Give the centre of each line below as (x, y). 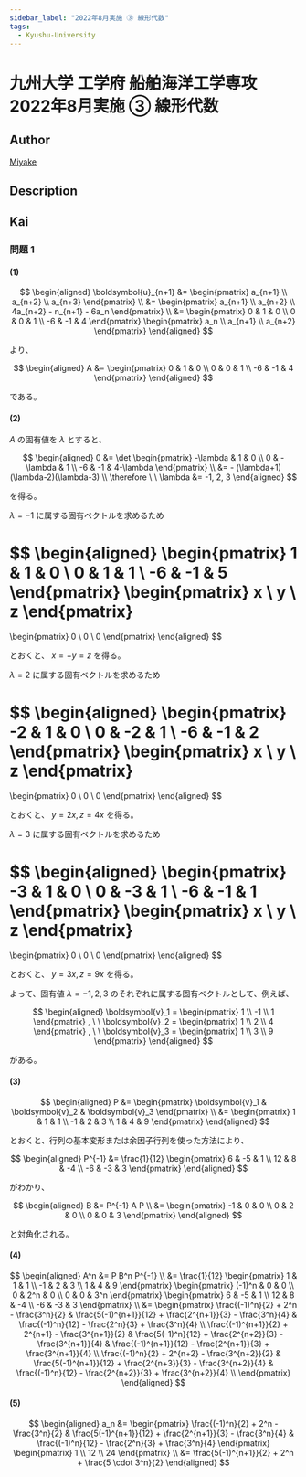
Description (43, 191)
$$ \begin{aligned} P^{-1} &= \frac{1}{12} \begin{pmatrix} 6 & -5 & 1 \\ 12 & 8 (153, 1158)
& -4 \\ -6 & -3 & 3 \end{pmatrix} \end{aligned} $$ (153, 1168)
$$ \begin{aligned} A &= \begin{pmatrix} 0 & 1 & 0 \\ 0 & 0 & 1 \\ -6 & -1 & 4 (153, 368)
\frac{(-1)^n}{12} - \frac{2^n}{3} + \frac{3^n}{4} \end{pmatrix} (153, 1443)
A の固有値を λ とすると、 (58, 440)
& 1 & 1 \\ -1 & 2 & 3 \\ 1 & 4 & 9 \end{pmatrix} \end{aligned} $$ (153, 1121)
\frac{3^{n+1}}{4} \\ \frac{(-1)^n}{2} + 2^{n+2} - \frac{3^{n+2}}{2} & (153, 1353)
